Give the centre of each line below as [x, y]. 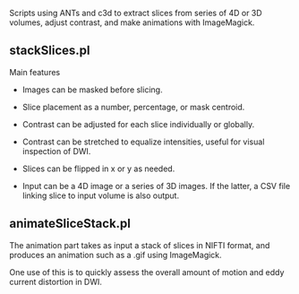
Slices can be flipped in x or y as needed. [98, 169]
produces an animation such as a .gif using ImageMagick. [115, 255]
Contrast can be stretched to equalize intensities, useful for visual [143, 142]
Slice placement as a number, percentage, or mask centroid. [133, 107]
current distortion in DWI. [56, 281]
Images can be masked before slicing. [92, 90]
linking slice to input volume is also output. [101, 195]
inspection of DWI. [56, 151]
